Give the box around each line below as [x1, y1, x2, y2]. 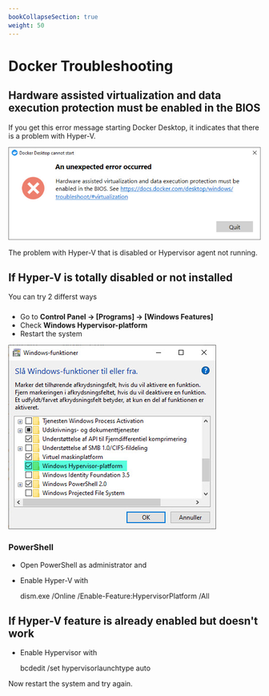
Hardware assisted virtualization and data [8, 89, 222, 103]
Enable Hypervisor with [19, 648, 98, 658]
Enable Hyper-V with [19, 575, 89, 585]
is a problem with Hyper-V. [8, 131, 96, 140]
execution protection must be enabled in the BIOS [8, 101, 261, 115]
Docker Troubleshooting [8, 57, 174, 75]
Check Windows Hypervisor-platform [19, 320, 148, 330]
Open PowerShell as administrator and [19, 560, 147, 569]
